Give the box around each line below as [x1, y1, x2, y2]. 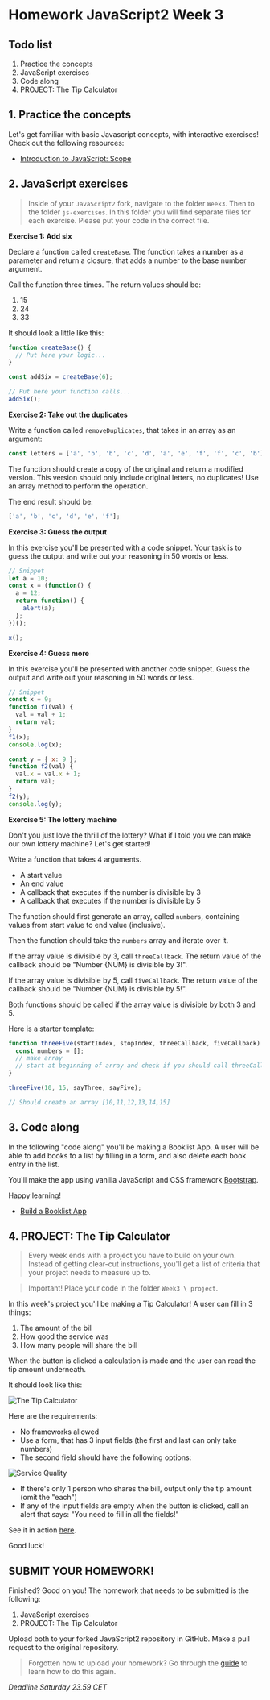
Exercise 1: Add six [8, 231, 72, 241]
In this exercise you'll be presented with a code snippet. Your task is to [8, 542, 243, 552]
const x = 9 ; [8, 696, 52, 704]
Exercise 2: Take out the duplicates [8, 409, 129, 419]
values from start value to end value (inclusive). [8, 920, 166, 929]
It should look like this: [8, 1380, 83, 1390]
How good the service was [19, 1332, 109, 1341]
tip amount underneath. [8, 1365, 87, 1374]
